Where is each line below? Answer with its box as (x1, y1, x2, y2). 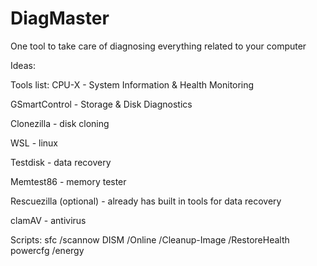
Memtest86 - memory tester (10, 175, 127, 187)
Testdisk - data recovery (10, 156, 112, 168)
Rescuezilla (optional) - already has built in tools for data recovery (10, 195, 282, 207)
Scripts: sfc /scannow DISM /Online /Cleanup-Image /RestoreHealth (10, 233, 290, 246)
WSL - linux (10, 137, 58, 149)
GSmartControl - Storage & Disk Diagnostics (10, 98, 193, 110)
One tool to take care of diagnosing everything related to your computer (10, 40, 307, 52)
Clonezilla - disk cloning (10, 117, 110, 129)
